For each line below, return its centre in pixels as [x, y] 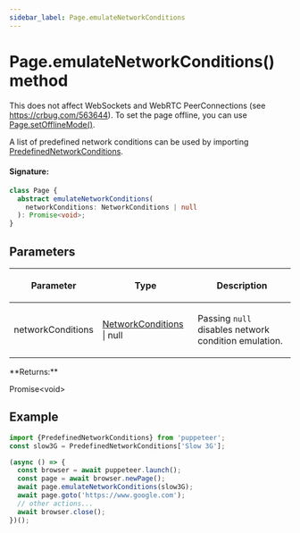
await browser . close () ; [61, 512]
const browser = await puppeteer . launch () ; [99, 471]
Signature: [29, 171]
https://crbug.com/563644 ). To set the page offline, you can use [128, 115]
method [39, 80]
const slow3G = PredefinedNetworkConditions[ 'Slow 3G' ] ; [117, 446]
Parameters [42, 251]
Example [34, 417]
